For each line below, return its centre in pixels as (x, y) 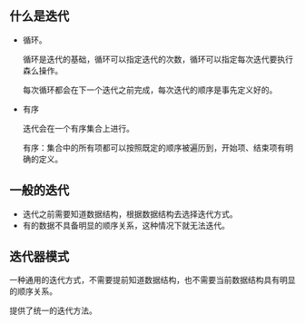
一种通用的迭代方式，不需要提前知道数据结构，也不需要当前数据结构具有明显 (152, 280)
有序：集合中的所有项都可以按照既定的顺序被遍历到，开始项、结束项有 (154, 147)
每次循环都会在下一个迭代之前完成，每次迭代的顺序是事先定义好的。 (150, 90)
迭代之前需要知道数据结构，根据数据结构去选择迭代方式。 (130, 214)
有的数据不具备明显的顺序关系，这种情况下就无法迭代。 (126, 225)
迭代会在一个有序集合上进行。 (78, 128)
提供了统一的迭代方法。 (53, 310)
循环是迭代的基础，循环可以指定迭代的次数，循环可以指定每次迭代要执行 (157, 59)
